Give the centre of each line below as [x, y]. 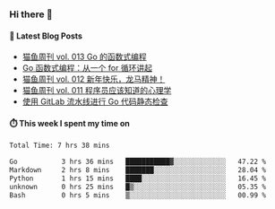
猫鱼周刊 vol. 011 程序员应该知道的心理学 [97, 91]
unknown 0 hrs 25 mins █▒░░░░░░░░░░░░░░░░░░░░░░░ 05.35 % [138, 187]
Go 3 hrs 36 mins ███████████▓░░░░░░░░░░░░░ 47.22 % [138, 162]
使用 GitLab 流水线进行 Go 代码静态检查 [95, 101]
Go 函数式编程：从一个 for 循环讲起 [87, 68]
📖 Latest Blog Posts [46, 36]
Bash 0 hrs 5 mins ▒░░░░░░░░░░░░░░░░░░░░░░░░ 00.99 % [138, 195]
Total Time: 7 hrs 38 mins [60, 146]
